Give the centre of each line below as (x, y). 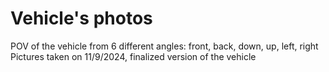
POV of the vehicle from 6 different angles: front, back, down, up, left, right (164, 46)
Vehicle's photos (81, 18)
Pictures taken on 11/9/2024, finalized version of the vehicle (133, 56)
